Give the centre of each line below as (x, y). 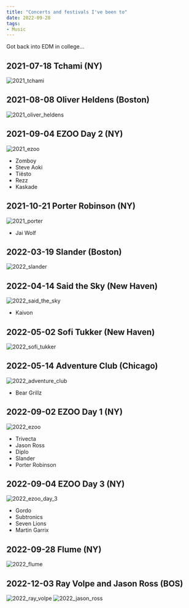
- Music (16, 29)
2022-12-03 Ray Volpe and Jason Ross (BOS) (95, 583)
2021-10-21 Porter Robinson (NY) (71, 206)
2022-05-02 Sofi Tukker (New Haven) (81, 332)
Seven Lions (31, 524)
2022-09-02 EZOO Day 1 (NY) (64, 412)
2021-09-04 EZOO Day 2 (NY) (65, 134)
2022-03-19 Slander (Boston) (64, 252)
